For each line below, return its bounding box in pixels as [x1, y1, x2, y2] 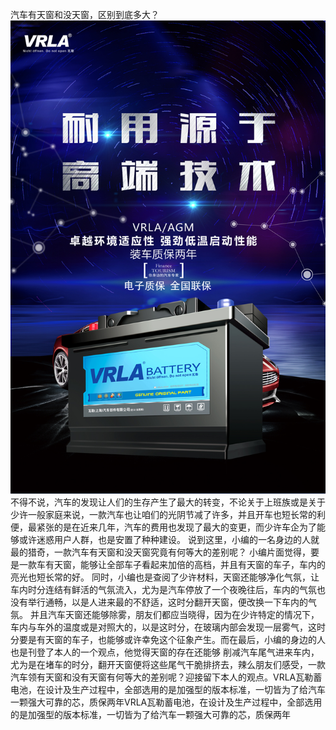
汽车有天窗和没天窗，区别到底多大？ [10, 9, 160, 20]
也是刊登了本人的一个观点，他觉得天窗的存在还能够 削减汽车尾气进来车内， [10, 646, 320, 658]
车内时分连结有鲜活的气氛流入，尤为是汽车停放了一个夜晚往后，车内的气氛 [10, 583, 317, 595]
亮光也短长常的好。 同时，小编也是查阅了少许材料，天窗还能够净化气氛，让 [10, 571, 320, 583]
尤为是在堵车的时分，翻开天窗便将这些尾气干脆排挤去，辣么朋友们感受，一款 [10, 658, 326, 670]
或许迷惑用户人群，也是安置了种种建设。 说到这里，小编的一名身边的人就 [18, 533, 320, 545]
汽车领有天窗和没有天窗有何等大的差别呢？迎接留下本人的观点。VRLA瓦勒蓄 [10, 671, 323, 683]
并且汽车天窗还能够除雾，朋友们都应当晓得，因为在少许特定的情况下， [29, 608, 320, 620]
